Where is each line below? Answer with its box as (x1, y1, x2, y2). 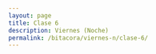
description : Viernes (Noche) (8, 26, 110, 34)
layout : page (8, 11, 52, 20)
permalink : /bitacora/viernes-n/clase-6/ (8, 33, 149, 42)
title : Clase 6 (8, 19, 59, 27)
